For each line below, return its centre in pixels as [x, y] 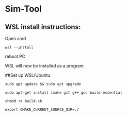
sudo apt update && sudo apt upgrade [43, 84]
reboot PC [15, 56]
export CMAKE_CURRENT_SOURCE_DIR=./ [42, 110]
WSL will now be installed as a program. [45, 66]
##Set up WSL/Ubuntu [28, 75]
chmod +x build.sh [24, 101]
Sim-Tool [24, 9]
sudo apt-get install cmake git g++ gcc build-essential [64, 93]
